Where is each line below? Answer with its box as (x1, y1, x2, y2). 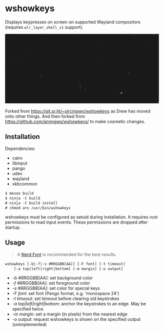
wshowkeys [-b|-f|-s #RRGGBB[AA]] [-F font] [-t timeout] (5, 261, 125, 266)
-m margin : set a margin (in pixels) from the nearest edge (12, 311, 128, 317)
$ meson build (5, 191, 34, 196)
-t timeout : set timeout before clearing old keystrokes (12, 295, 120, 301)
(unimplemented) (12, 321, 47, 327)
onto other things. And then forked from (5, 113, 85, 119)
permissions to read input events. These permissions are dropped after (5, 219, 148, 225)
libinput (12, 160, 28, 166)
